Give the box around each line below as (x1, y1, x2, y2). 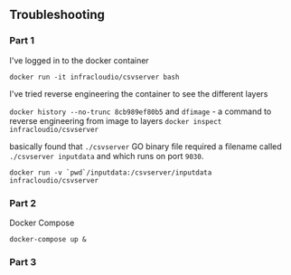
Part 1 (9, 34, 34, 47)
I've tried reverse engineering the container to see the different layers (9, 88, 268, 99)
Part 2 (9, 196, 37, 209)
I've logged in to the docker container (9, 54, 149, 66)
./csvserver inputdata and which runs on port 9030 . (9, 150, 204, 161)
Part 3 (9, 255, 37, 268)
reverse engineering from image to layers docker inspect (9, 115, 222, 126)
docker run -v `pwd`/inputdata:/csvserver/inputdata (9, 167, 212, 177)
